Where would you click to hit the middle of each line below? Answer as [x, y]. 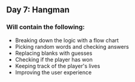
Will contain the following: [46, 27]
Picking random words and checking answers [72, 46]
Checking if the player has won [54, 59]
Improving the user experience [53, 72]
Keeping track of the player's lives [58, 66]
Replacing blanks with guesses [54, 53]
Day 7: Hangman [38, 10]
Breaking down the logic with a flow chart [67, 40]
